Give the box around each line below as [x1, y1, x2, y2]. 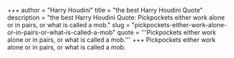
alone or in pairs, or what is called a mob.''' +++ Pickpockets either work [7, 36, 216, 44]
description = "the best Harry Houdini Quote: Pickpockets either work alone [7, 13, 225, 22]
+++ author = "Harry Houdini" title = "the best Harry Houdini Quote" [7, 6, 203, 14]
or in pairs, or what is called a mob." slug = [7, 21, 131, 29]
